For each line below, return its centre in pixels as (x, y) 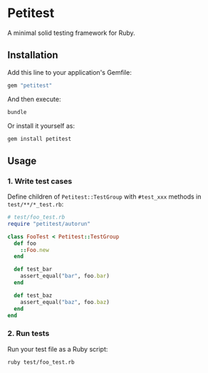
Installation (33, 55)
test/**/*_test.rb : (36, 204)
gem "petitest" (30, 85)
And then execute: (34, 99)
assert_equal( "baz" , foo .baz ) (65, 302)
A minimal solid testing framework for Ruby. (71, 33)
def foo (25, 243)
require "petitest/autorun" (49, 224)
